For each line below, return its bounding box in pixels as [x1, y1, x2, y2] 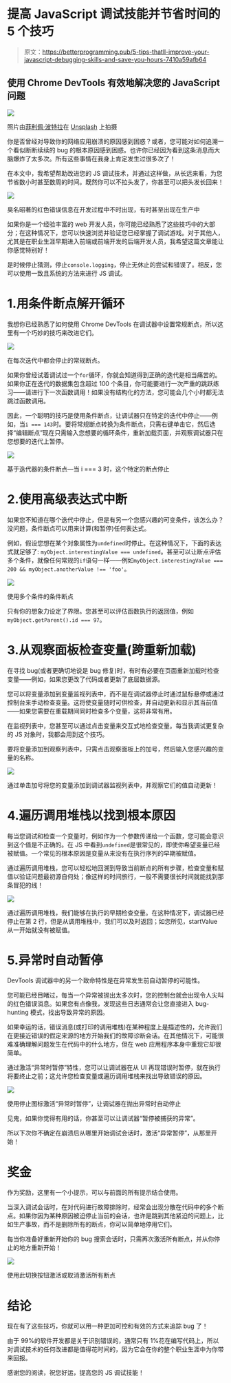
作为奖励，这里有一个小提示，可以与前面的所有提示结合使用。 [7, 1189, 182, 1197]
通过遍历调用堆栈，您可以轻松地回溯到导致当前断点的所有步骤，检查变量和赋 [7, 863, 224, 872]
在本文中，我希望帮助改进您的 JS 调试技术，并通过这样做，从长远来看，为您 [7, 169, 223, 177]
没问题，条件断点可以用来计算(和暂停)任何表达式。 [7, 524, 151, 532]
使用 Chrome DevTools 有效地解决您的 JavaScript [7, 77, 220, 89]
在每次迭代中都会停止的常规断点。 [7, 356, 104, 364]
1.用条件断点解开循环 [7, 296, 125, 311]
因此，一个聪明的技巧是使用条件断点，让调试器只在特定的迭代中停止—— [7, 411, 212, 419]
